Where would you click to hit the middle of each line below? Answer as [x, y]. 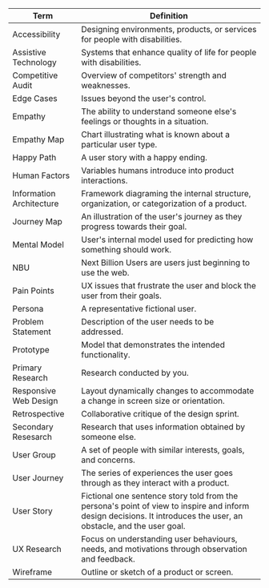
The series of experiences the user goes [157, 473]
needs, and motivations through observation [165, 549]
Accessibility [36, 34]
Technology [35, 62]
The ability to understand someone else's [159, 111]
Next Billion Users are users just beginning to [166, 262]
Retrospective [38, 414]
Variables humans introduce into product [158, 170]
